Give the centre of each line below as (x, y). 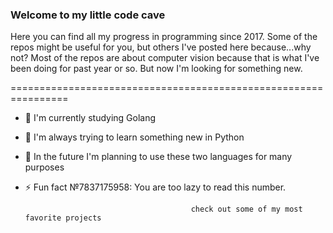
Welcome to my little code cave (88, 15)
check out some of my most (246, 209)
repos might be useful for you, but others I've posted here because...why (161, 47)
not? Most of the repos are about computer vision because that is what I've (165, 58)
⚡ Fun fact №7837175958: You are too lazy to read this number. (155, 187)
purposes (44, 167)
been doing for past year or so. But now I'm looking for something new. (156, 69)
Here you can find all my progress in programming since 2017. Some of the (164, 37)
